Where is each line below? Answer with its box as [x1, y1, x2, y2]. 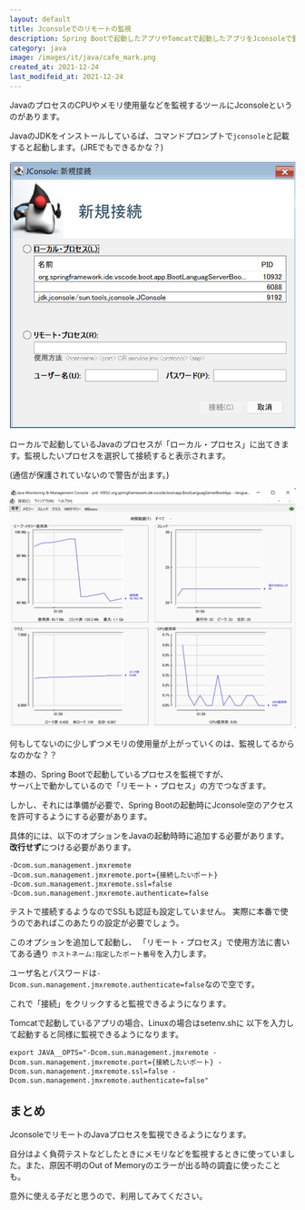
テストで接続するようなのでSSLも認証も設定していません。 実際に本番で [9, 906, 280, 917]
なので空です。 [203, 979, 261, 990]
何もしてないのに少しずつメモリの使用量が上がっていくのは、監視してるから [9, 738, 295, 749]
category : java [9, 44, 67, 53]
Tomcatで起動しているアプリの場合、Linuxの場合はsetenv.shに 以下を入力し [9, 1018, 295, 1029]
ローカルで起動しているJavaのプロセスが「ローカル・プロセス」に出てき [9, 439, 281, 450]
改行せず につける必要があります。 [9, 842, 136, 853]
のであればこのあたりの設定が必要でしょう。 [16, 918, 184, 929]
